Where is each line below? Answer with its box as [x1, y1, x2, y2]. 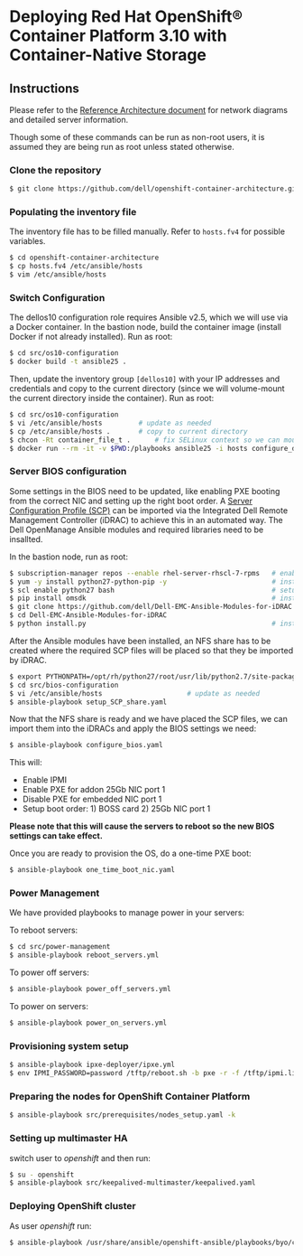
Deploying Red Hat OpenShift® [9, 6, 243, 27]
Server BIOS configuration [9, 465, 127, 478]
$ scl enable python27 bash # [9, 586, 277, 595]
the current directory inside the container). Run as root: [9, 393, 215, 404]
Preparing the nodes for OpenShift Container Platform [9, 1090, 251, 1102]
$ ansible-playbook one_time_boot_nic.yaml [9, 866, 176, 875]
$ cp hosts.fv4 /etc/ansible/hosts [9, 262, 143, 271]
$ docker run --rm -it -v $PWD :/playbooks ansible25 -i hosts [9, 444, 248, 453]
